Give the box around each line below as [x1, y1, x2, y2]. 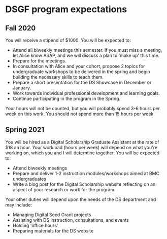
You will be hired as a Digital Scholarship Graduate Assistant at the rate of [5, 139, 159, 145]
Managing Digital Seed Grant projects [12, 212, 91, 218]
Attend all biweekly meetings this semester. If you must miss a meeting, [12, 47, 162, 53]
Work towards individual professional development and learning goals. [12, 90, 160, 96]
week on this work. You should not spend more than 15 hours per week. [5, 111, 155, 117]
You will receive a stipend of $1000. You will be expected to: [5, 37, 131, 43]
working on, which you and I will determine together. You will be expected [5, 150, 160, 156]
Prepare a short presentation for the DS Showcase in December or [12, 80, 152, 85]
